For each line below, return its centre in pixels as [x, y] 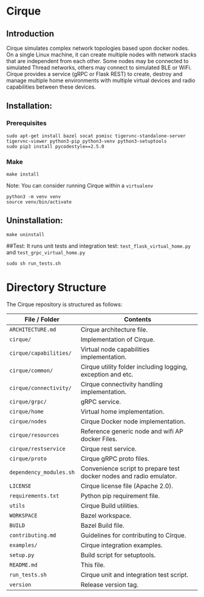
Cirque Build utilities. [110, 505]
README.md [23, 565]
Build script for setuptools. [118, 555]
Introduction [30, 34]
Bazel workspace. [106, 516]
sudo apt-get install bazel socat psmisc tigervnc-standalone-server [96, 136]
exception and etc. [107, 374]
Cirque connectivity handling [121, 384]
